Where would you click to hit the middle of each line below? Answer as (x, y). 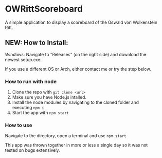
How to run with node (31, 81)
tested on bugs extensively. (33, 150)
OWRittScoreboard (44, 9)
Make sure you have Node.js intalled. (49, 97)
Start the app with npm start (40, 113)
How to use (19, 125)
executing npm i (28, 108)
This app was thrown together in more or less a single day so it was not (76, 145)
